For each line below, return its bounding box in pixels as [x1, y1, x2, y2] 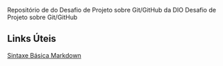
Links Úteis [7, 33, 57, 45]
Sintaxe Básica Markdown [7, 51, 82, 59]
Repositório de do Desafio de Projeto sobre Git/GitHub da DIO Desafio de [7, 6, 217, 14]
